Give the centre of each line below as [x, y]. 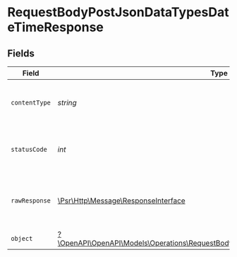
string [67, 103]
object [22, 238]
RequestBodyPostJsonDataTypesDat [118, 12]
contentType [31, 103]
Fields [21, 53]
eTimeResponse [56, 27]
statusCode [29, 149]
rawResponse [31, 201]
